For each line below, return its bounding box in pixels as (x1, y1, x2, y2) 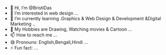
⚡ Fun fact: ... (10, 45, 38, 50)
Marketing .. (10, 21, 36, 27)
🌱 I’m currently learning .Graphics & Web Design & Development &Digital (10, 16, 161, 21)
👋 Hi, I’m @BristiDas (10, 5, 52, 11)
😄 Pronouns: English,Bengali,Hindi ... (10, 39, 88, 45)
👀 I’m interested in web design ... (10, 10, 79, 16)
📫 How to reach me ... (10, 32, 57, 38)
